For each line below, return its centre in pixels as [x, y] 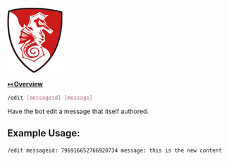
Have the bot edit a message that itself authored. [78, 111]
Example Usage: [44, 133]
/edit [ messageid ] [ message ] [50, 98]
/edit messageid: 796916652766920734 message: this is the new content [114, 150]
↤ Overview [25, 84]
